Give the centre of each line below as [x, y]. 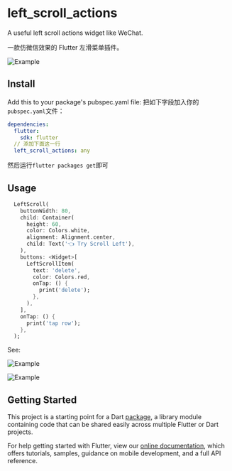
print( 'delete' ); [65, 290]
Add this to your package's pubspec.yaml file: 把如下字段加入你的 [103, 102]
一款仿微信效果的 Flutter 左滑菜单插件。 [65, 47]
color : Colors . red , [62, 277]
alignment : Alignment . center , [71, 237]
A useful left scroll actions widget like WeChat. [75, 33]
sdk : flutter [39, 137]
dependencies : [28, 124]
